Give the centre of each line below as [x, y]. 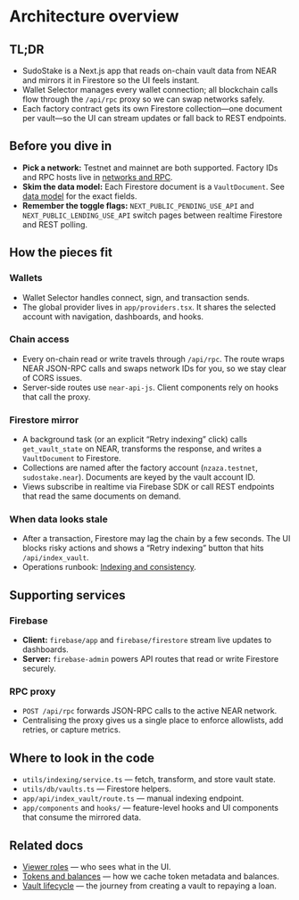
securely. [39, 669]
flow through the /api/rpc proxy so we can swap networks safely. [143, 99]
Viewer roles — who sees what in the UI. [96, 867]
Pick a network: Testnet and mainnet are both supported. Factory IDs [150, 168]
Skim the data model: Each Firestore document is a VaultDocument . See [154, 186]
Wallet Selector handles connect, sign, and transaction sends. [136, 297]
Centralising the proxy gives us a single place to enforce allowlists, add [153, 721]
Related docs [46, 845]
